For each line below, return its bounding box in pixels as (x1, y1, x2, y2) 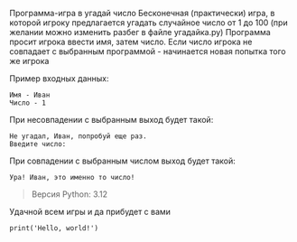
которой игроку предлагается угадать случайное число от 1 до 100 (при (9, 17, 288, 28)
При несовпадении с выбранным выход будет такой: (9, 115, 214, 125)
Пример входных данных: (9, 73, 109, 84)
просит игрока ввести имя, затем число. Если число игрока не (9, 36, 253, 47)
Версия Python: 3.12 (31, 189, 108, 200)
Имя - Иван (9, 90, 51, 99)
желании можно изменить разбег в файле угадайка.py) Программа (9, 27, 271, 37)
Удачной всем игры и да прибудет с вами (9, 207, 172, 217)
